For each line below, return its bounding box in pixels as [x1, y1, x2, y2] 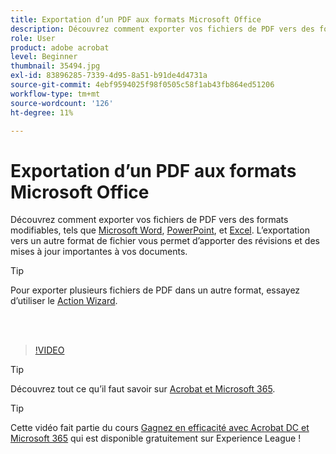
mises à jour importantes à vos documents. [10, 246, 188, 258]
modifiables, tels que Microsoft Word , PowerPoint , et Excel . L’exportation [10, 224, 310, 236]
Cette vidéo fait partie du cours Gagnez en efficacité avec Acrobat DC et [10, 422, 310, 434]
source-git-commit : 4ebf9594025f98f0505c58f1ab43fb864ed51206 [10, 80, 275, 90]
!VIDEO [34, 344, 65, 356]
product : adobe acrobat [10, 42, 110, 53]
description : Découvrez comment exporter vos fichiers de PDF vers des [10, 24, 315, 34]
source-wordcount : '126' [10, 98, 114, 108]
